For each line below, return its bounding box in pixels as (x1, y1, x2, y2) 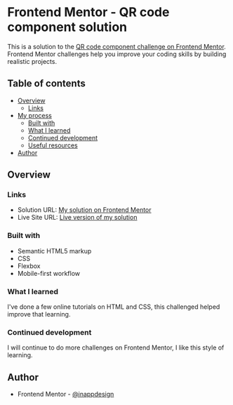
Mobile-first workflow (17, 269, 81, 277)
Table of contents (7, 78, 86, 90)
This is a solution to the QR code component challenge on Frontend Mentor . (7, 42, 226, 51)
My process (17, 111, 53, 119)
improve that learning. (7, 310, 71, 319)
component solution (7, 19, 128, 35)
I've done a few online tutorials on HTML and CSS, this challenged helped (7, 303, 220, 311)
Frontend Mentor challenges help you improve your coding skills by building (7, 50, 227, 58)
